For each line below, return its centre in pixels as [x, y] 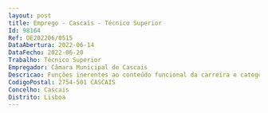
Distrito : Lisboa [37, 97]
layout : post [30, 16]
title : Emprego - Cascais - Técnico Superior [85, 23]
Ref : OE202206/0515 [41, 38]
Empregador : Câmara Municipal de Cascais [78, 68]
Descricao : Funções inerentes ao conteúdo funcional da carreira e [123, 75]
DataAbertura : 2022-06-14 [51, 45]
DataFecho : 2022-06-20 [46, 53]
